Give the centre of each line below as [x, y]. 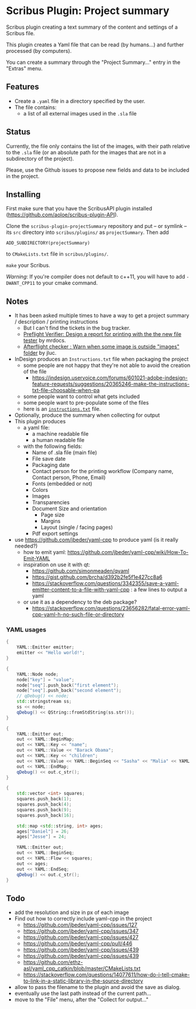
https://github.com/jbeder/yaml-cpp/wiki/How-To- [128, 552]
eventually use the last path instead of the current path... [83, 993]
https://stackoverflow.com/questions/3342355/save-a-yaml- [106, 583]
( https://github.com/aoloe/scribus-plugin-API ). [62, 215]
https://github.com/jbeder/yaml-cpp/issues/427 [81, 937]
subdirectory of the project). [40, 158]
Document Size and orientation [69, 509]
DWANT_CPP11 [20, 283]
